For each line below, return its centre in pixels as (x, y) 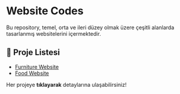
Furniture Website (37, 67)
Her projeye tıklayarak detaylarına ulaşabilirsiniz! (66, 84)
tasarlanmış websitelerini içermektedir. (54, 33)
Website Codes (45, 11)
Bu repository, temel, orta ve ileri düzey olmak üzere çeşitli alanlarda (90, 27)
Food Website (32, 73)
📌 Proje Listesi (33, 53)
